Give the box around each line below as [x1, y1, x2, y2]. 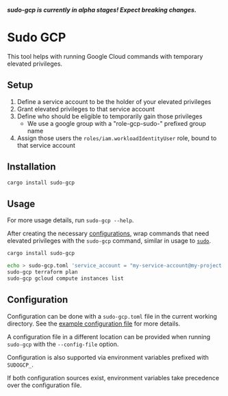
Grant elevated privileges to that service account [16, 105, 155, 113]
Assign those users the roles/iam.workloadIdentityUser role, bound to [16, 133, 217, 142]
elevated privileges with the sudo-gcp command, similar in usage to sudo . [7, 237, 212, 245]
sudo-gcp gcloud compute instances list [7, 275, 125, 282]
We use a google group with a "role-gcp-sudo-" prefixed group [27, 119, 207, 127]
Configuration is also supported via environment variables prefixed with [7, 353, 209, 361]
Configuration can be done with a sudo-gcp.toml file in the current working [7, 312, 218, 320]
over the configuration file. [7, 381, 82, 389]
